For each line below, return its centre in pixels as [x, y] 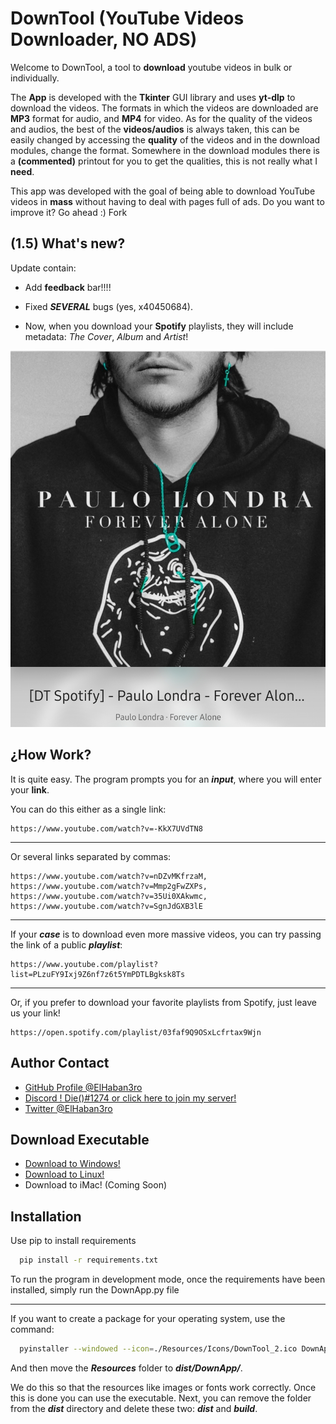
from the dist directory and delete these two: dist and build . [134, 1408]
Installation [46, 1216]
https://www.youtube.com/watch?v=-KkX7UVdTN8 [106, 828]
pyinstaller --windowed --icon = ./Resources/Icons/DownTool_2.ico [158, 1349]
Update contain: [43, 268]
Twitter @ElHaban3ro [68, 1108]
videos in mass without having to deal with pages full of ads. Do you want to [167, 201]
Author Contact [60, 1063]
